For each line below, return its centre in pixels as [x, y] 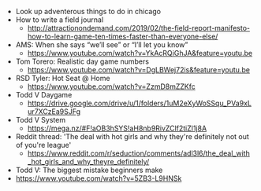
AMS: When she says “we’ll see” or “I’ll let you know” [102, 45]
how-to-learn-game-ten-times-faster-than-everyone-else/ [123, 36]
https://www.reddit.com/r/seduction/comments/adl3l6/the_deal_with [138, 153]
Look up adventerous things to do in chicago [88, 11]
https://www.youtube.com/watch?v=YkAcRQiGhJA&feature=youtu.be [140, 53]
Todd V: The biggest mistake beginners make [89, 170]
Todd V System [40, 120]
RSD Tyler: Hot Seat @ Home [63, 78]
